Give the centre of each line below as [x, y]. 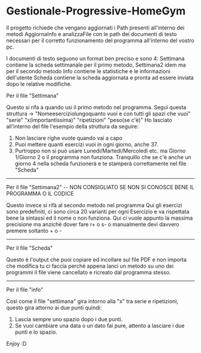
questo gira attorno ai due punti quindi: [54, 307]
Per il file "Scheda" [29, 248]
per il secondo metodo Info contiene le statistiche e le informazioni [88, 71]
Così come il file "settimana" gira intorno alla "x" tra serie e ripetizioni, [92, 301]
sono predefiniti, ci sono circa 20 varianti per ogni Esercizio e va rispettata [98, 211]
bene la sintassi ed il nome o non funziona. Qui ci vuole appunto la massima [100, 218]
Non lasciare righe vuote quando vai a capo [68, 138]
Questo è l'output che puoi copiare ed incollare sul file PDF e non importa [97, 259]
